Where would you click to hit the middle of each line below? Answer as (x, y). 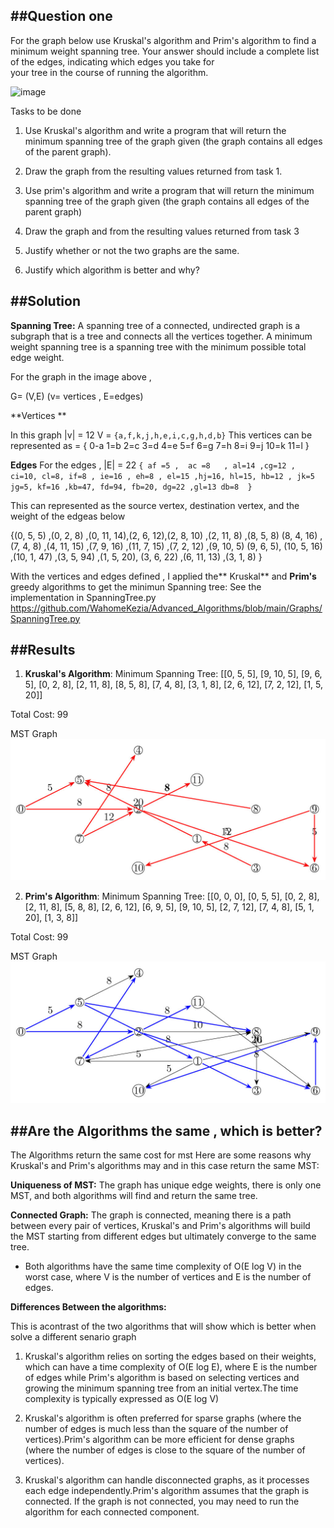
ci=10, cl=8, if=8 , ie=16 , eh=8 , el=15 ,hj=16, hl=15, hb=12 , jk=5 (162, 476)
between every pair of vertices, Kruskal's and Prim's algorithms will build (160, 1226)
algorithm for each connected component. (112, 1512)
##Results (43, 650)
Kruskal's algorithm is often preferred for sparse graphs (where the (163, 1418)
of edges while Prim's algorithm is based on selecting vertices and (162, 1378)
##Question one (61, 16)
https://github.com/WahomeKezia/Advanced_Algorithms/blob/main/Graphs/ (166, 608)
